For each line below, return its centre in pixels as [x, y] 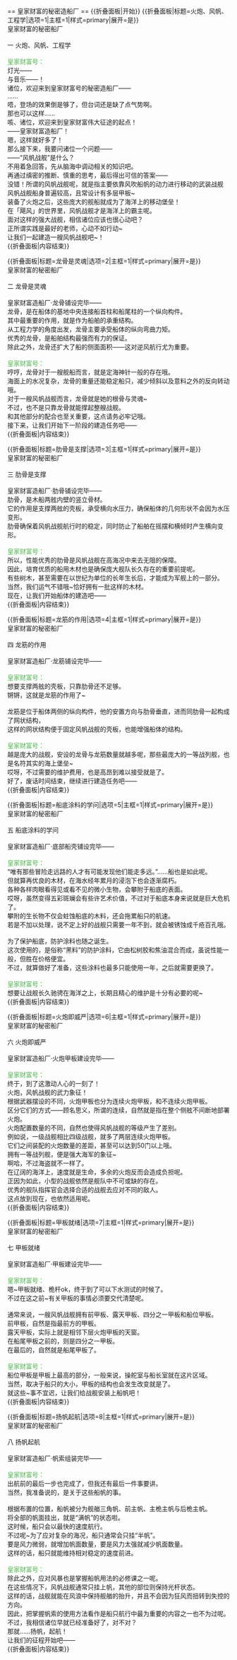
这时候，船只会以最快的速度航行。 [57, 1526]
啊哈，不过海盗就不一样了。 [48, 1163]
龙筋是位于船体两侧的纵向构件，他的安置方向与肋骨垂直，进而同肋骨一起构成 [119, 711]
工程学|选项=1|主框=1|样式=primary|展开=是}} [73, 20]
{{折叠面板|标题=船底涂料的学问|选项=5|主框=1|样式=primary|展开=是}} [110, 805]
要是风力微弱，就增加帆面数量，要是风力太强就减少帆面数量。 [97, 1544]
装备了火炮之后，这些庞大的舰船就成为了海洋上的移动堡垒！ [94, 202]
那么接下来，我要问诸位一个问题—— [60, 149]
